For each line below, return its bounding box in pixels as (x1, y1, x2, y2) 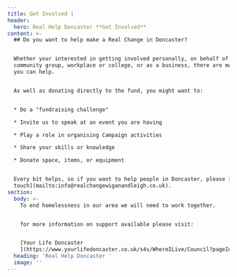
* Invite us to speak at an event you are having (13, 119, 162, 126)
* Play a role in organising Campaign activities (13, 131, 162, 138)
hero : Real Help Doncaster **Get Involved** (13, 23, 147, 30)
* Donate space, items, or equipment (13, 157, 125, 164)
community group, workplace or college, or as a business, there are (13, 62, 222, 69)
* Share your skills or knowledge (13, 144, 115, 151)
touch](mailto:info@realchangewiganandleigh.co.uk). (13, 182, 172, 189)
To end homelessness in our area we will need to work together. (20, 202, 217, 209)
